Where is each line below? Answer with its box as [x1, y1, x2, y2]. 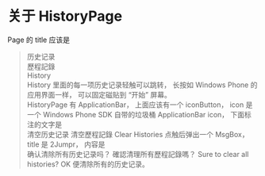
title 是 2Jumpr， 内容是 [26, 140, 106, 149]
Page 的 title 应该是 [7, 35, 71, 44]
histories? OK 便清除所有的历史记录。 [26, 159, 150, 169]
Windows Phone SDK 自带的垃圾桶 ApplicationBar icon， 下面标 [42, 109, 252, 119]
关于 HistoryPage [7, 7, 123, 25]
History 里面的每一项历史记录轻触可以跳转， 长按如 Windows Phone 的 [26, 80, 258, 90]
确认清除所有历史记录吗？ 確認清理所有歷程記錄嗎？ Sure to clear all [26, 149, 249, 159]
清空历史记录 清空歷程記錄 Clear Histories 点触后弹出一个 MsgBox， [26, 129, 249, 139]
